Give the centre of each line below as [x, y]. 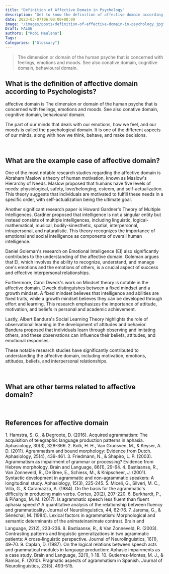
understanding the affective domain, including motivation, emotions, [76, 356]
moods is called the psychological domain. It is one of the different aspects [83, 130]
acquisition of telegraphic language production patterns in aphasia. [75, 440]
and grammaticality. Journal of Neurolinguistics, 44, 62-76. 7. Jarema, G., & [83, 510]
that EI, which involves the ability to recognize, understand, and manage [80, 262]
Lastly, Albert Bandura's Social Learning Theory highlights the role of [77, 319]
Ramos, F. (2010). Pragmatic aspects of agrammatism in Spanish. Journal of [84, 560]
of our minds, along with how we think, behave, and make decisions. [76, 135]
